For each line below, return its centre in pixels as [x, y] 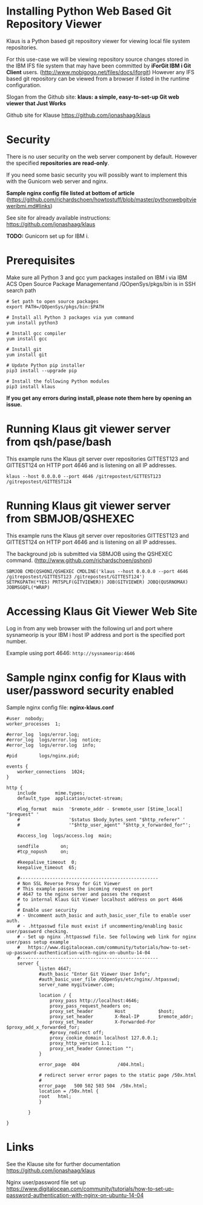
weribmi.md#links [28, 206]
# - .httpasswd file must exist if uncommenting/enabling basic [100, 926]
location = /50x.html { [68, 1091]
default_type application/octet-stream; [70, 798]
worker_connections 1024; [51, 772]
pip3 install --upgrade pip [42, 370]
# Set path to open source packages [52, 301]
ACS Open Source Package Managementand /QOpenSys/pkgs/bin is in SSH [101, 283]
